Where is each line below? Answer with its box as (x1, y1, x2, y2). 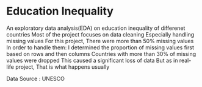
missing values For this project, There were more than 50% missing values (6, 37, 194, 44)
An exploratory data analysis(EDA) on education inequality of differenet (6, 24, 186, 32)
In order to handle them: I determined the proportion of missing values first (6, 44, 194, 51)
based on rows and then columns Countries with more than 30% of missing (6, 50, 197, 57)
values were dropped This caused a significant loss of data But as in (6, 57, 178, 64)
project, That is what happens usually (15, 63, 110, 71)
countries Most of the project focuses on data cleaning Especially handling (6, 30, 195, 38)
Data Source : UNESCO (6, 75, 65, 82)
